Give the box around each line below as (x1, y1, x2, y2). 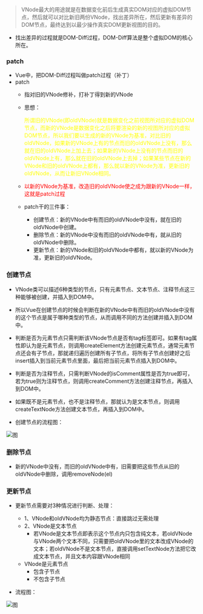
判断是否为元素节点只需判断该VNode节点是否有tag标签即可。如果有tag (15, 334, 192, 342)
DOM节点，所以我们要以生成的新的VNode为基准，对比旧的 (24, 132, 171, 139)
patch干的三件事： (24, 203, 71, 211)
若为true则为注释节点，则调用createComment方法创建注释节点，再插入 (15, 377, 193, 385)
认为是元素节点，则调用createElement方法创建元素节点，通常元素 (25, 342, 190, 349)
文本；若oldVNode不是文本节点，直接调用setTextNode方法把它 (33, 545, 191, 553)
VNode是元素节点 (24, 561, 68, 568)
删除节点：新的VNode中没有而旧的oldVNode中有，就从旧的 (33, 231, 182, 238)
